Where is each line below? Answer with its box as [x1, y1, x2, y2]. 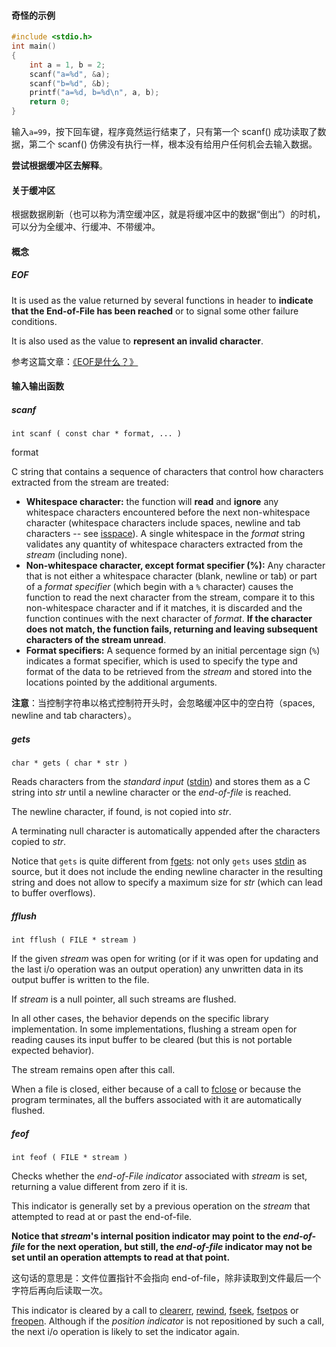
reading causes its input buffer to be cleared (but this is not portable [11, 1034, 293, 1046]
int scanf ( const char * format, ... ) [11, 429, 183, 439]
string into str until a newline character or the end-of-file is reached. [11, 786, 292, 799]
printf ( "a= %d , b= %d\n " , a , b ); [29, 88, 160, 98]
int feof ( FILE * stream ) [11, 1153, 129, 1163]
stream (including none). [25, 549, 128, 561]
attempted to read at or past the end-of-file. [11, 1211, 193, 1223]
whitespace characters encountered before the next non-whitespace [25, 506, 311, 519]
